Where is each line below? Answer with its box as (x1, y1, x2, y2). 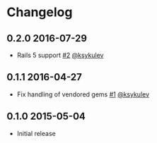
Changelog (6, 4, 73, 20)
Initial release (16, 129, 56, 137)
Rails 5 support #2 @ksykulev (16, 51, 104, 59)
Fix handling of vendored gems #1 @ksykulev (16, 89, 150, 99)
